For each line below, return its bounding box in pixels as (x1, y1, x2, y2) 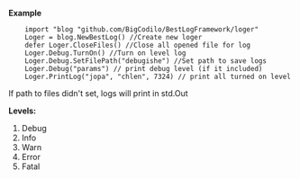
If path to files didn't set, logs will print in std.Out (8, 88, 188, 98)
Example (8, 8, 42, 18)
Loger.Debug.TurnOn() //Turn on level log (24, 49, 186, 58)
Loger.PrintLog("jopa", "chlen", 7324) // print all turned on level (24, 72, 292, 81)
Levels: (8, 105, 37, 116)
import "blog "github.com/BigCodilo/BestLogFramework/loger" (24, 25, 259, 34)
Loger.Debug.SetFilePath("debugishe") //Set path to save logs (24, 57, 268, 66)
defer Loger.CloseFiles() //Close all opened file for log (24, 40, 251, 49)
